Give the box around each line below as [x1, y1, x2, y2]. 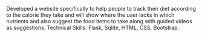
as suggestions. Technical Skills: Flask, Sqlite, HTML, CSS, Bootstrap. [6, 24, 180, 31]
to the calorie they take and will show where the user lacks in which [6, 11, 175, 18]
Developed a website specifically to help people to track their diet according [6, 5, 197, 12]
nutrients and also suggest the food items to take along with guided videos [6, 18, 192, 24]
